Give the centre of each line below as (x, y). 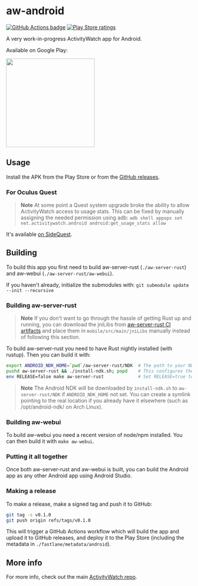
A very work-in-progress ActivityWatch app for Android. (74, 38)
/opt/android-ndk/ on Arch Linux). (62, 407)
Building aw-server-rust (41, 305)
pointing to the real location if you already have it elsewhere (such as (104, 400)
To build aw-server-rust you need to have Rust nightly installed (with (89, 349)
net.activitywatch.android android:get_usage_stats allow (93, 224)
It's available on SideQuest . (39, 234)
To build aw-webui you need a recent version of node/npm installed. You (94, 435)
